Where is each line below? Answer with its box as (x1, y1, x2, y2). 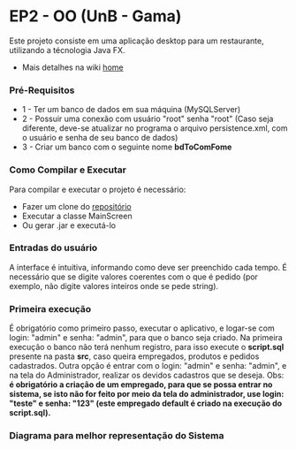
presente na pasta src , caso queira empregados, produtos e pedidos (9, 351, 260, 362)
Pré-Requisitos (9, 84, 75, 96)
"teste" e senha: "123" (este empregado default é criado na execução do (9, 398, 283, 408)
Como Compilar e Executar (9, 164, 126, 176)
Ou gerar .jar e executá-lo (21, 219, 117, 231)
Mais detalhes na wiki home (21, 62, 124, 72)
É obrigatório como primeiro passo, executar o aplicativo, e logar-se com (9, 323, 276, 333)
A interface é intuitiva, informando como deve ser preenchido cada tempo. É (9, 262, 287, 272)
